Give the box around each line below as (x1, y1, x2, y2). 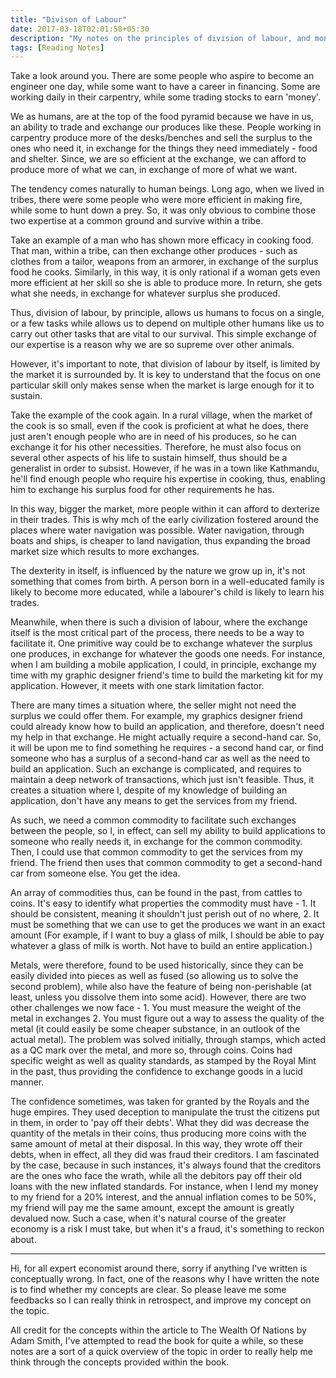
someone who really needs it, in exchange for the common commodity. (10, 836, 303, 848)
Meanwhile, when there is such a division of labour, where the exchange (10, 616, 308, 628)
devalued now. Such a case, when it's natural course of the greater (10, 1212, 287, 1225)
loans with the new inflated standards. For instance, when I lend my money (10, 1181, 319, 1193)
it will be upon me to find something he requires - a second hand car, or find (10, 742, 324, 754)
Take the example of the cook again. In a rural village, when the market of (10, 409, 313, 421)
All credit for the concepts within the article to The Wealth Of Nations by (10, 1324, 307, 1336)
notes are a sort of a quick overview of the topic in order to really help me (10, 1346, 313, 1358)
